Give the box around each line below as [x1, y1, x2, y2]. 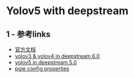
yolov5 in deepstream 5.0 [14, 59, 77, 66]
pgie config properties [14, 65, 69, 72]
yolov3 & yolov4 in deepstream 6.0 [14, 53, 100, 60]
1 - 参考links [6, 29, 51, 39]
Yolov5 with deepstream [6, 4, 129, 18]
